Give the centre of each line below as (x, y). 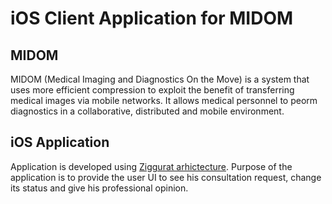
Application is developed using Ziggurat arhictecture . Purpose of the (151, 166)
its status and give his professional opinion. (99, 188)
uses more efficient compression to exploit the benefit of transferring (152, 90)
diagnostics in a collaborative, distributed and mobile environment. (147, 111)
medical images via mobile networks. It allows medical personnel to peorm (164, 100)
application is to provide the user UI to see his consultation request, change (166, 177)
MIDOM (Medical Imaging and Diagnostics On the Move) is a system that (160, 79)
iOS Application (60, 142)
